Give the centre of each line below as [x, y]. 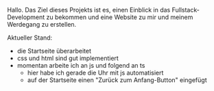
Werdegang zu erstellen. [42, 24]
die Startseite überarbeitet [54, 51]
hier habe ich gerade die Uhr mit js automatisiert [95, 73]
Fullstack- [186, 10]
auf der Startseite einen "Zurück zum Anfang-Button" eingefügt [117, 80]
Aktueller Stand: [30, 38]
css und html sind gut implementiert [68, 58]
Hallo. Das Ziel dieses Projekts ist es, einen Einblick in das [89, 10]
